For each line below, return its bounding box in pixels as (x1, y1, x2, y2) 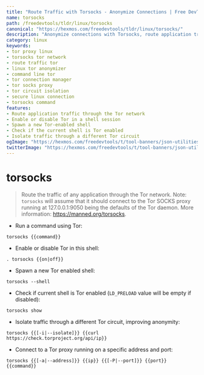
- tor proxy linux (6, 49, 53, 55)
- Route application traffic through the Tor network (6, 111, 146, 117)
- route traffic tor (6, 60, 59, 66)
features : (6, 105, 32, 111)
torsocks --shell (6, 278, 50, 284)
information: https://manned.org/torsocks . (21, 210, 126, 218)
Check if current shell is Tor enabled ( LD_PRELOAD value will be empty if (15, 289, 191, 297)
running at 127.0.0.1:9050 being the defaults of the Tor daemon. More (21, 204, 194, 211)
